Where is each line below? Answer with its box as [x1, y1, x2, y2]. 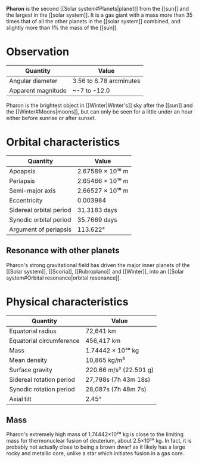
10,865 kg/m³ [85, 355, 125, 364]
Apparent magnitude [9, 86, 67, 94]
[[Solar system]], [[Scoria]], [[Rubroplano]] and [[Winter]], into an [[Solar [6, 268, 185, 275]
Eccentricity [9, 196, 43, 204]
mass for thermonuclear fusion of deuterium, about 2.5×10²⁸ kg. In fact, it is [6, 437, 192, 444]
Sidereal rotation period [9, 375, 76, 384]
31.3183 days [77, 206, 117, 214]
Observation [6, 45, 70, 59]
